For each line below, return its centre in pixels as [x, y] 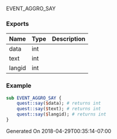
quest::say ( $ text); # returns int [59, 109]
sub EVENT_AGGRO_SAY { [34, 98]
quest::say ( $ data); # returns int [59, 103]
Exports [18, 24]
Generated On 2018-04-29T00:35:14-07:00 [59, 131]
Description [69, 39]
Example [19, 86]
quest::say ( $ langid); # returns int [62, 114]
